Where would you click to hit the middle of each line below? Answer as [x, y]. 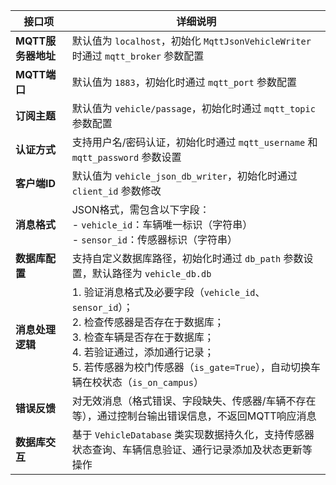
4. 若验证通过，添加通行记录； [143, 352]
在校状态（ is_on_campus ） [142, 382]
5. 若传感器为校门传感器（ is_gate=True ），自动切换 [191, 367]
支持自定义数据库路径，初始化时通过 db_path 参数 [187, 258]
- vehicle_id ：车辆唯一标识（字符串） [162, 224]
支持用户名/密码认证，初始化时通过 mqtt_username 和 [194, 142]
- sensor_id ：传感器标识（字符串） [154, 239]
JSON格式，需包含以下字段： [140, 209]
